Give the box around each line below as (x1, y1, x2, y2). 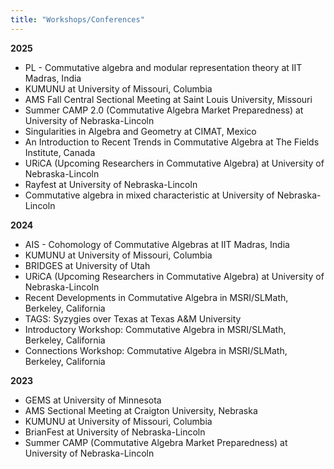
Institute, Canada (24, 146, 96, 158)
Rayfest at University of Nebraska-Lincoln (24, 178, 198, 190)
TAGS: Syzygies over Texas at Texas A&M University (24, 312, 242, 325)
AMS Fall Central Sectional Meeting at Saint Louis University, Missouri (24, 93, 313, 105)
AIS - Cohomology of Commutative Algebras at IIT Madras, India (24, 238, 290, 250)
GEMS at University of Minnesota (24, 394, 162, 406)
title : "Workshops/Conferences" (10, 14, 145, 25)
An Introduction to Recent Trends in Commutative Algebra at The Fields (24, 136, 320, 148)
